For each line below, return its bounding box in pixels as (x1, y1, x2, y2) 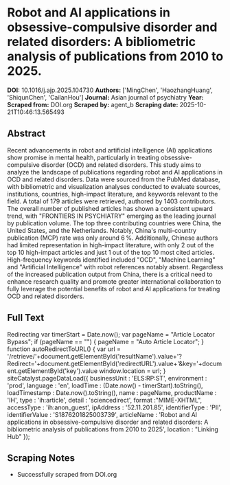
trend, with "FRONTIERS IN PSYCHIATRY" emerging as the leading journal (7, 212, 216, 220)
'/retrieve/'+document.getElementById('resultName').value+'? (7, 352, 182, 360)
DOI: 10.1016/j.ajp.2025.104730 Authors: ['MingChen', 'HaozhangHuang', (7, 86, 213, 94)
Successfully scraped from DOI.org (16, 471, 117, 479)
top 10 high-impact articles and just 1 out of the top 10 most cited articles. (7, 248, 215, 256)
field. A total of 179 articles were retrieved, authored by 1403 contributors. (7, 197, 216, 205)
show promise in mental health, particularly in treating (7, 153, 159, 161)
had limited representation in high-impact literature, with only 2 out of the (7, 240, 214, 249)
